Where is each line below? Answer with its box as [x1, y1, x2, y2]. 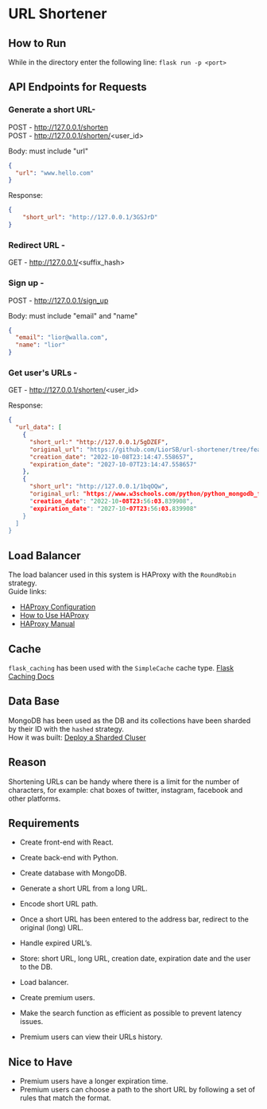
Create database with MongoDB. [19, 868, 127, 878]
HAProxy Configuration [19, 602, 96, 612]
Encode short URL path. [19, 899, 99, 909]
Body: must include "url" [8, 146, 89, 156]
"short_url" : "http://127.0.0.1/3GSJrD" [22, 214, 158, 222]
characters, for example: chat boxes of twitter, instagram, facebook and [8, 785, 243, 794]
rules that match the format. [19, 1093, 111, 1103]
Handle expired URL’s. [19, 938, 93, 948]
